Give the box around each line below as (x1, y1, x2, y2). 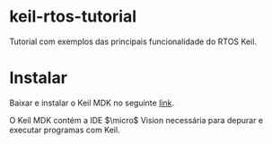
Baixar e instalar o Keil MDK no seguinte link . (9, 97, 175, 108)
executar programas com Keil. (9, 124, 120, 135)
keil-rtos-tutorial (9, 6, 137, 27)
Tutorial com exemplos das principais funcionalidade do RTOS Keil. (9, 36, 258, 47)
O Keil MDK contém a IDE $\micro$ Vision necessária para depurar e (9, 114, 264, 125)
